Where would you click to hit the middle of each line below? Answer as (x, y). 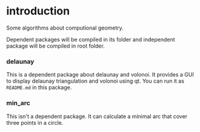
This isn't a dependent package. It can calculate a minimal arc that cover (97, 116)
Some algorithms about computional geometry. (65, 28)
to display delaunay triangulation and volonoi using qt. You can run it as (95, 81)
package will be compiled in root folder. (55, 46)
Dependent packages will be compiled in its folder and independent (91, 39)
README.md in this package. (39, 87)
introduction (38, 11)
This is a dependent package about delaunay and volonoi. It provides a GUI (100, 75)
